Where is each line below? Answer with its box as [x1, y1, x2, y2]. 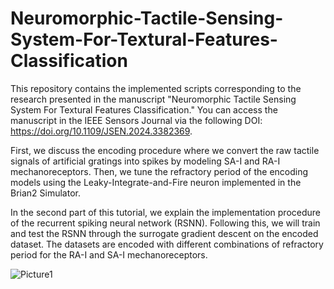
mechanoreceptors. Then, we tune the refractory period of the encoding [10, 165, 309, 177]
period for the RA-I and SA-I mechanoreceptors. [10, 248, 208, 261]
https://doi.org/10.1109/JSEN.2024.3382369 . [10, 125, 193, 137]
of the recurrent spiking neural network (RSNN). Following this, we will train [10, 217, 321, 229]
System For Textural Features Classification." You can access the [10, 103, 278, 116]
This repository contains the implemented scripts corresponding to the [10, 82, 302, 94]
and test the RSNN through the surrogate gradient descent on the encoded [10, 227, 319, 239]
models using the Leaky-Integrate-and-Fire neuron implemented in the [10, 176, 302, 188]
